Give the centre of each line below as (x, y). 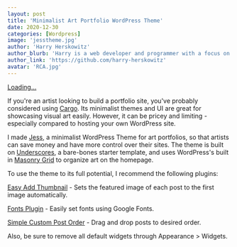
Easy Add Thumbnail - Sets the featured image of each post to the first (111, 187)
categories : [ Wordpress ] (44, 34)
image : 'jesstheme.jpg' (43, 40)
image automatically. (38, 194)
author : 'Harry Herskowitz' (49, 47)
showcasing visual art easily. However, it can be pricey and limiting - (108, 116)
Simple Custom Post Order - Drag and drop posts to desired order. (104, 222)
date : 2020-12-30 (33, 27)
